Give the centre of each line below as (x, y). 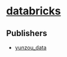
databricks (33, 11)
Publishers (27, 33)
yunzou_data (31, 47)
